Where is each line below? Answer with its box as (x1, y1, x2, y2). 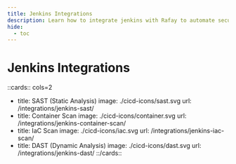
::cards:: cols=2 (7, 83, 53, 92)
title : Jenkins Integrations (7, 10, 93, 18)
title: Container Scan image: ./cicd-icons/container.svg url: (17, 111, 187, 120)
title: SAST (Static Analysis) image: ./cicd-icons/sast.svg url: (17, 97, 192, 105)
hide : (7, 23, 23, 30)
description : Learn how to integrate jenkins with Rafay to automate (7, 17, 216, 24)
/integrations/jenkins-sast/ (17, 104, 95, 113)
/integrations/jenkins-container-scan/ (17, 119, 126, 128)
